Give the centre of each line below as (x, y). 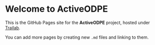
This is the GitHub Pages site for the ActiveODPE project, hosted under (77, 22)
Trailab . (13, 27)
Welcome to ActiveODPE (57, 9)
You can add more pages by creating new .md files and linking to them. (77, 37)
